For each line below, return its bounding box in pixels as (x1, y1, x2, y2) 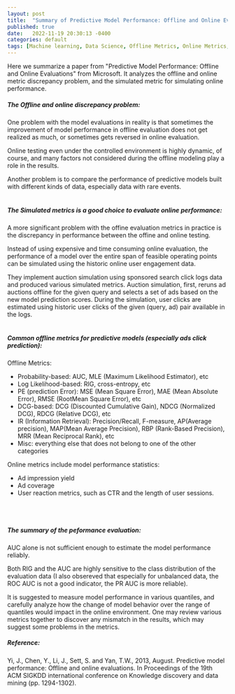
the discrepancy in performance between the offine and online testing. (7, 230, 211, 239)
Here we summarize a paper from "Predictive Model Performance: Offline (7, 62, 219, 70)
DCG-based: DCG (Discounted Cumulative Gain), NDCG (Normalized (17, 402, 215, 410)
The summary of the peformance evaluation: (7, 526, 141, 534)
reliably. (7, 550, 30, 559)
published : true (7, 23, 55, 30)
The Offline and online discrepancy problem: (7, 100, 141, 109)
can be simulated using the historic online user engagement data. (7, 259, 196, 268)
